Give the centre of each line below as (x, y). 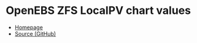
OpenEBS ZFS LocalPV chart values (98, 11)
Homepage (29, 27)
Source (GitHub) (35, 33)
